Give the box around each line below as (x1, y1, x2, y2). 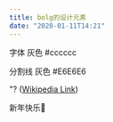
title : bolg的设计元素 (9, 12, 87, 22)
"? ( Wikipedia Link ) (9, 84, 78, 94)
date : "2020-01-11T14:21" (9, 21, 105, 30)
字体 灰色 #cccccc (9, 46, 77, 58)
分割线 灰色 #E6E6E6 (9, 66, 87, 77)
